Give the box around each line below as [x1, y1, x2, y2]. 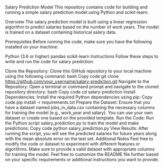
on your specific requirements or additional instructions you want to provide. [5, 157, 160, 162]
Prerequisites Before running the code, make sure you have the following [5, 39, 152, 45]
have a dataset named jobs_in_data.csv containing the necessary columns [5, 105, 155, 110]
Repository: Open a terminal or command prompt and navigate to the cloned [5, 84, 159, 90]
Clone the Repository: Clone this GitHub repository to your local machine [5, 68, 152, 74]
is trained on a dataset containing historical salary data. [5, 29, 117, 35]
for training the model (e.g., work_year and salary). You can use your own [5, 110, 153, 116]
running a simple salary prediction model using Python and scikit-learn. [5, 9, 149, 15]
